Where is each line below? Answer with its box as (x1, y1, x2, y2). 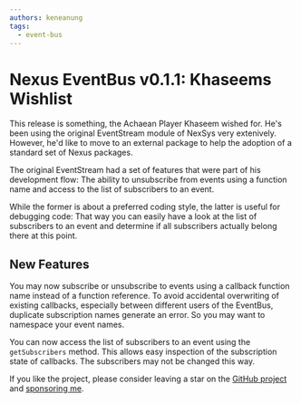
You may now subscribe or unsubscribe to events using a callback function (9, 281, 290, 292)
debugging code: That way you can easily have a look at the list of (9, 211, 257, 222)
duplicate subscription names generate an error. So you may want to (9, 310, 266, 321)
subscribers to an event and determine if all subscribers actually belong (9, 221, 277, 232)
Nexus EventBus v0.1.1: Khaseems (9, 69, 272, 90)
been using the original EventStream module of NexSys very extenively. (9, 128, 277, 139)
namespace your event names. (9, 319, 125, 331)
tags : (9, 22, 30, 31)
